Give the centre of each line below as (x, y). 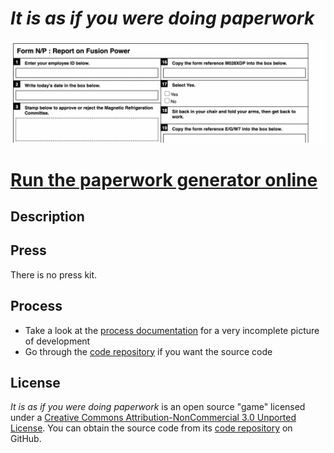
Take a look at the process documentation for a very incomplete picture (172, 330)
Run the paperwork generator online (164, 179)
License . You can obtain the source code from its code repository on (151, 428)
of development (57, 341)
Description (47, 216)
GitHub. (26, 439)
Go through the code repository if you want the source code (148, 351)
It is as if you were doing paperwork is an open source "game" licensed (158, 407)
